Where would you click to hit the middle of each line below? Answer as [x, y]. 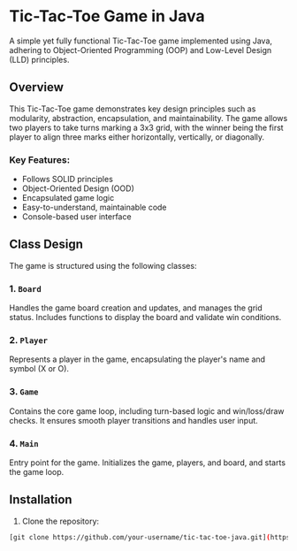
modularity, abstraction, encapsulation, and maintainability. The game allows [148, 118]
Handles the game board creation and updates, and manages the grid [136, 308]
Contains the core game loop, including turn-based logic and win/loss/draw [147, 411]
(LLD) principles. [39, 59]
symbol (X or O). [39, 369]
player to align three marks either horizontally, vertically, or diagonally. [137, 137]
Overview [37, 87]
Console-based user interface [76, 217]
